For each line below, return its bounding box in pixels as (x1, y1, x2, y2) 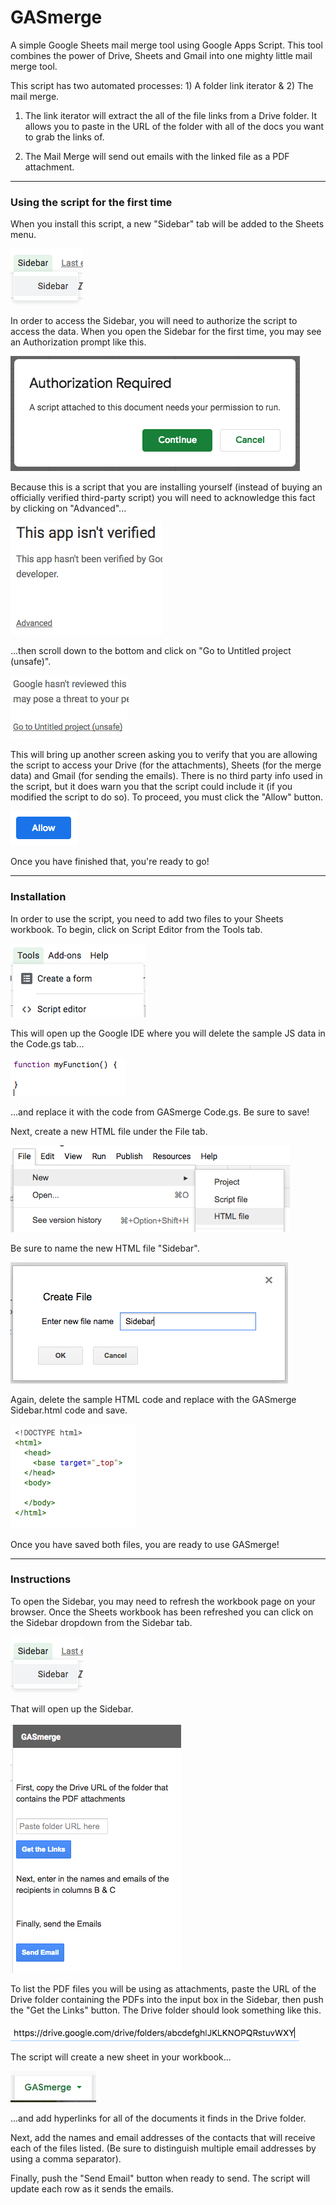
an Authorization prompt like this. (10, 336, 147, 348)
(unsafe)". (10, 656, 52, 668)
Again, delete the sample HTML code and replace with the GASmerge (10, 1393, 297, 1405)
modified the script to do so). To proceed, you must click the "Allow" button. (10, 791, 324, 803)
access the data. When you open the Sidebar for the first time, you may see (10, 326, 322, 338)
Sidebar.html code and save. (10, 1404, 128, 1416)
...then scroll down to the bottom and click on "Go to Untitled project (10, 645, 292, 657)
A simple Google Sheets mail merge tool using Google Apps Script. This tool (10, 39, 323, 51)
